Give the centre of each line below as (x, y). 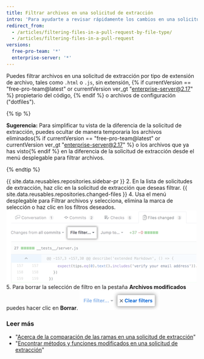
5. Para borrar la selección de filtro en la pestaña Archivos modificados (96, 287)
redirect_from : (25, 26)
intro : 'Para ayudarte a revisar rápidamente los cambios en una (90, 19)
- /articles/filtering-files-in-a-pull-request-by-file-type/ (92, 32)
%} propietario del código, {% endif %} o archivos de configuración (91, 95)
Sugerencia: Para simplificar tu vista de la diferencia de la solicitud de (94, 125)
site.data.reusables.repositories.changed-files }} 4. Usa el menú (86, 194)
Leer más (20, 324)
